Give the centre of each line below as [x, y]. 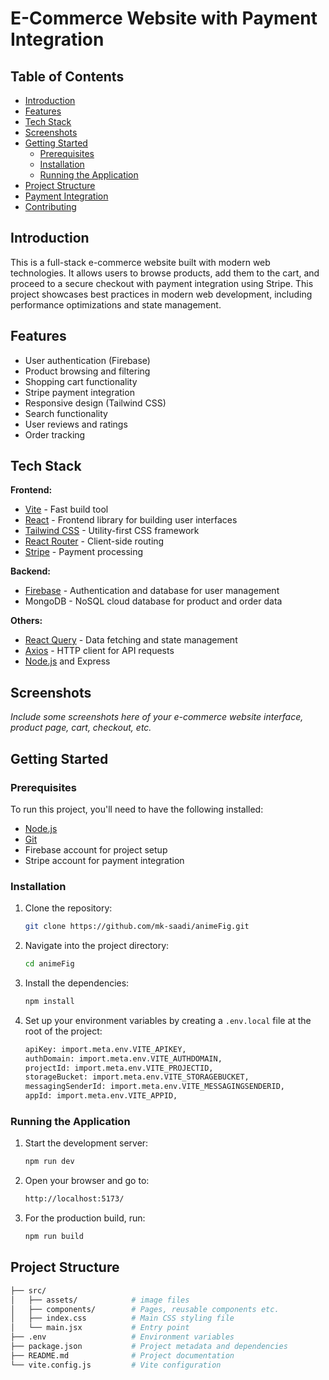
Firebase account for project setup [96, 849]
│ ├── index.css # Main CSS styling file [122, 1318]
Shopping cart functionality [81, 381]
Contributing [50, 206]
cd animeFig [49, 964]
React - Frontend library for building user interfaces [131, 520]
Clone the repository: [68, 908]
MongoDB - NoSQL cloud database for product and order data [153, 601]
